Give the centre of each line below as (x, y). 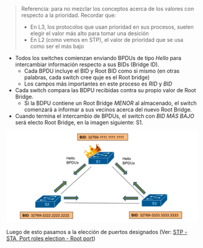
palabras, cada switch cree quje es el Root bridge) (87, 77)
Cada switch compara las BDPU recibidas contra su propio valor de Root (105, 90)
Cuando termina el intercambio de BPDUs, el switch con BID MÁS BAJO (105, 116)
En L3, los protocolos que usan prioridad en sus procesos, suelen (112, 27)
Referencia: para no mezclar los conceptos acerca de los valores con (107, 9)
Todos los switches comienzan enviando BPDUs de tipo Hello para (98, 58)
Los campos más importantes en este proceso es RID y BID (98, 84)
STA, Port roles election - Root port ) (51, 238)
